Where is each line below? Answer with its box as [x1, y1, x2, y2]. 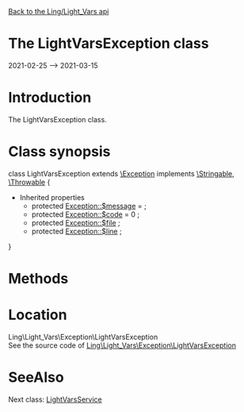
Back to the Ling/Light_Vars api [8, 7, 109, 16]
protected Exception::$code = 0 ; [31, 210, 140, 219]
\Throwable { [8, 177, 51, 187]
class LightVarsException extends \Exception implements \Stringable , [8, 168, 235, 178]
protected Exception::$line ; [31, 226, 122, 236]
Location [8, 306, 67, 324]
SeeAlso [8, 368, 65, 387]
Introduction [8, 89, 92, 106]
